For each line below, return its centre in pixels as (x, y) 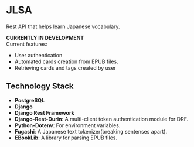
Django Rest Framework (44, 112)
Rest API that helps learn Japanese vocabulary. (63, 26)
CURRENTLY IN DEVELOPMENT (45, 37)
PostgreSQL (30, 100)
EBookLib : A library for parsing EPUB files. (66, 138)
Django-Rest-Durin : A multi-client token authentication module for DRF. (101, 119)
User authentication (38, 55)
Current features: (27, 44)
